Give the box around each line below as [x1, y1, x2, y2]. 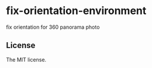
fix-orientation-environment [6, 4, 147, 18]
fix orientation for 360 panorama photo [6, 23, 100, 30]
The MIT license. [6, 56, 47, 63]
